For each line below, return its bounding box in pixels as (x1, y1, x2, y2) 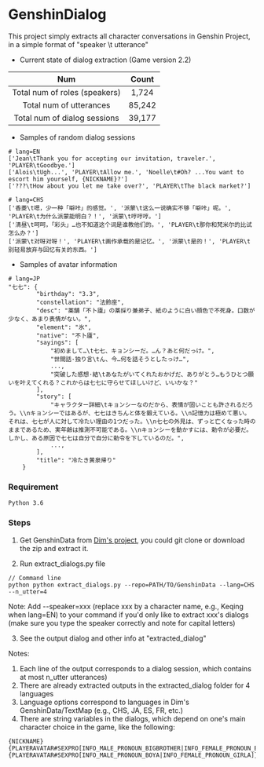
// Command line (8, 574, 61, 582)
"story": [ (36, 393, 72, 400)
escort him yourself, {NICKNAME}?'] (8, 175, 128, 183)
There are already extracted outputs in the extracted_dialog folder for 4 (19, 681, 251, 690)
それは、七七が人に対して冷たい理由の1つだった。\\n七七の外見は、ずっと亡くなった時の (8, 418, 256, 426)
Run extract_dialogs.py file (19, 559, 106, 568)
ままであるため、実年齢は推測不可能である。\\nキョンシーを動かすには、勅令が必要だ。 (8, 426, 253, 433)
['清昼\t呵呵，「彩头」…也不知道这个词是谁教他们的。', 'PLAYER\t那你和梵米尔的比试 (8, 221, 253, 228)
